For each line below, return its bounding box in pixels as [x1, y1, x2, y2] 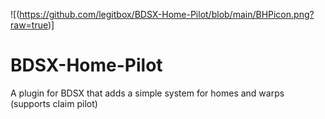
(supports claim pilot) [10, 97, 98, 109]
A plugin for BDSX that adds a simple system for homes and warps [10, 87, 285, 99]
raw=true [10, 19, 48, 31]
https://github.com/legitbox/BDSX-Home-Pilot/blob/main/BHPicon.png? [19, 9, 315, 20]
